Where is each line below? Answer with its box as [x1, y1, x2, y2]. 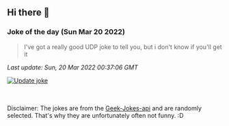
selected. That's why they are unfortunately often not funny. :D [7, 111, 184, 119]
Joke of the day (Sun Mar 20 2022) [7, 27, 125, 37]
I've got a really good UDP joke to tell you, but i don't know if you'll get [23, 42, 222, 51]
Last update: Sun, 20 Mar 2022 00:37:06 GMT [7, 63, 138, 72]
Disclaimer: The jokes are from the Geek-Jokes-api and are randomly [7, 104, 202, 112]
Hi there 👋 [7, 7, 50, 18]
